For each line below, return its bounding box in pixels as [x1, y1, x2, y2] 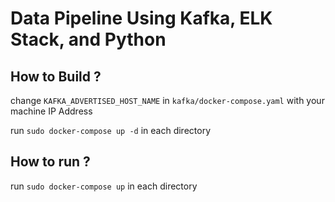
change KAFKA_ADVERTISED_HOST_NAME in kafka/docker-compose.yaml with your [10, 95, 325, 106]
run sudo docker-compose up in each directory [10, 180, 198, 192]
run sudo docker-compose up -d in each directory [10, 125, 212, 136]
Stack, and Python [10, 28, 167, 51]
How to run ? [10, 153, 91, 171]
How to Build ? [10, 68, 102, 85]
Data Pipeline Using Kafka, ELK [10, 7, 273, 30]
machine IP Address [10, 105, 93, 117]
